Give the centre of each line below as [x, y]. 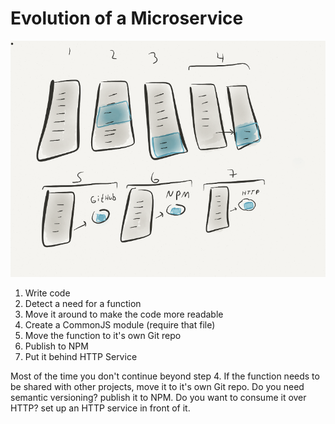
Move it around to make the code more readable [124, 314]
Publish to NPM [56, 346]
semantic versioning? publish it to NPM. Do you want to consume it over [158, 398]
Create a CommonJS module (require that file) [120, 325]
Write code [47, 293]
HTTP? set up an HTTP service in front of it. [100, 408]
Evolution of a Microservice [127, 18]
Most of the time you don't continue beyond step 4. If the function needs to [165, 376]
